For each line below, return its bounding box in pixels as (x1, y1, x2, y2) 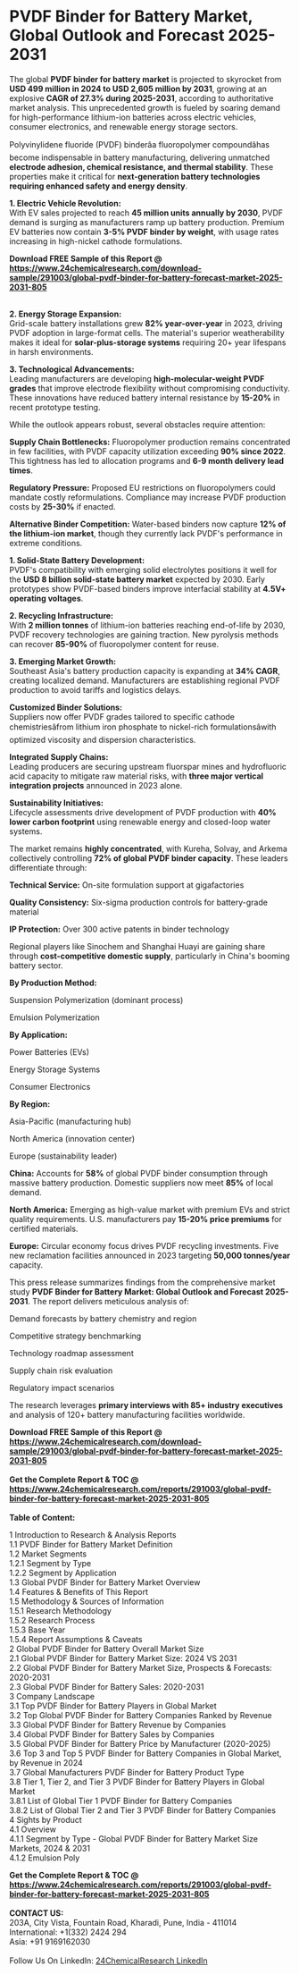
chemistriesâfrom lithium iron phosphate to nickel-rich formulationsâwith (9, 721, 277, 732)
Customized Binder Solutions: (9, 702, 123, 713)
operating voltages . (9, 593, 84, 603)
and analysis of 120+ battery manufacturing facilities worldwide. (9, 1409, 245, 1420)
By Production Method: (9, 977, 97, 988)
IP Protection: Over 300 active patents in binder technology (9, 924, 229, 934)
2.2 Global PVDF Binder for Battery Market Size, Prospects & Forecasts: (9, 1662, 272, 1673)
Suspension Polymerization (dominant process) (9, 994, 184, 1005)
